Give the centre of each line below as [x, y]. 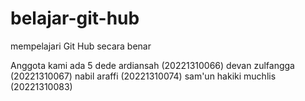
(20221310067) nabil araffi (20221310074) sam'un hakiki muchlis [143, 76]
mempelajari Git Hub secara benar [81, 46]
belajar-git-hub [75, 18]
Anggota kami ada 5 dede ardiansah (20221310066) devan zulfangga [152, 65]
